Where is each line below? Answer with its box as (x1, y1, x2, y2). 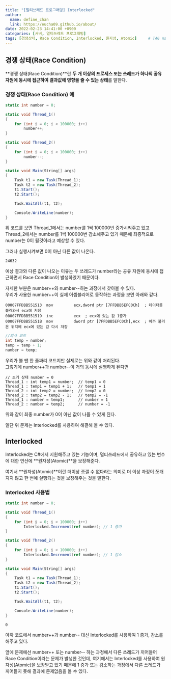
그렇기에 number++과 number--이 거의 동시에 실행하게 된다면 (5, 364, 129, 370)
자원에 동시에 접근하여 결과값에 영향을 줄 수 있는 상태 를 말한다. (5, 77, 127, 83)
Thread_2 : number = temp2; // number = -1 (5, 401, 110, 406)
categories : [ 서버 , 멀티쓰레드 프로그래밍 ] (5, 31, 87, 36)
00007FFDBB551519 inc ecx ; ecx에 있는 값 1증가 (5, 314, 127, 319)
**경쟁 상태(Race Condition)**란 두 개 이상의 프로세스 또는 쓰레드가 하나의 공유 (5, 70, 162, 76)
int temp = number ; (5, 338, 47, 343)
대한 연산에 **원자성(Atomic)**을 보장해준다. (10, 457, 100, 464)
